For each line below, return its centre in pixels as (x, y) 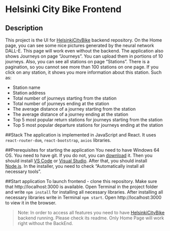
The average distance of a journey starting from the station (74, 109)
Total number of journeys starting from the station (65, 98)
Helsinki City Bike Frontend (63, 9)
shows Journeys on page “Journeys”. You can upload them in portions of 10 (84, 56)
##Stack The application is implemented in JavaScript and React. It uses (81, 135)
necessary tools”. (23, 171)
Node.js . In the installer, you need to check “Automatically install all (75, 166)
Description (24, 28)
